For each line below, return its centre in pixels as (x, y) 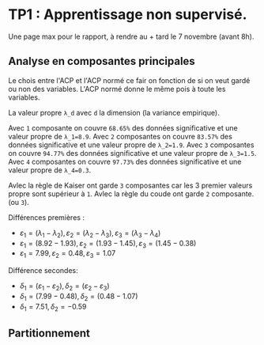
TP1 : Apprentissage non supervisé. (128, 15)
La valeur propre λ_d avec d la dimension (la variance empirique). (114, 112)
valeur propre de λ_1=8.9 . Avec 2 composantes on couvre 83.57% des (121, 136)
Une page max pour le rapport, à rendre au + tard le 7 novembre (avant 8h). (131, 36)
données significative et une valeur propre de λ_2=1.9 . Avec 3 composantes (131, 145)
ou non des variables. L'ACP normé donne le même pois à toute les (117, 89)
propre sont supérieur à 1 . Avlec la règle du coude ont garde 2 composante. (131, 193)
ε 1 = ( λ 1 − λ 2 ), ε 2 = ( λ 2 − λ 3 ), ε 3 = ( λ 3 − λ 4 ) (90, 233)
